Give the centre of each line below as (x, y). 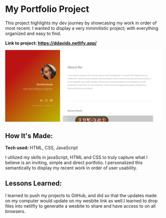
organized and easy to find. (33, 33)
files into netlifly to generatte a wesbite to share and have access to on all (80, 206)
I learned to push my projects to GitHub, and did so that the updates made (81, 195)
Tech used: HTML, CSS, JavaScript (41, 148)
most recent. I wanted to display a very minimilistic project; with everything (82, 28)
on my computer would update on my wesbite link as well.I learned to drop (82, 201)
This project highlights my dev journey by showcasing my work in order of (81, 23)
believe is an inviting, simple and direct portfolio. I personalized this (74, 163)
